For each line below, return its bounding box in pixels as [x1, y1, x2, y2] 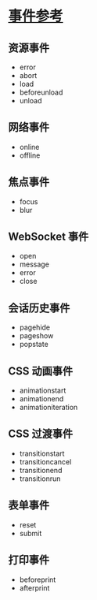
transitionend [19, 465, 63, 475]
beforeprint [19, 575, 56, 584]
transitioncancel [19, 457, 72, 466]
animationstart [19, 386, 66, 395]
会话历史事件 [8, 301, 70, 315]
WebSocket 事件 [8, 230, 89, 244]
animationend [19, 394, 64, 404]
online [19, 142, 40, 151]
